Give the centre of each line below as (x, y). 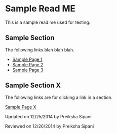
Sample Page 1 (27, 59)
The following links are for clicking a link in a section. (59, 97)
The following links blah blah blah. (40, 49)
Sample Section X (33, 85)
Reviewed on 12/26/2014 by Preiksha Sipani (50, 126)
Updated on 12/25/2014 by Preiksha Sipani (48, 116)
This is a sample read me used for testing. (48, 22)
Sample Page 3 (28, 70)
